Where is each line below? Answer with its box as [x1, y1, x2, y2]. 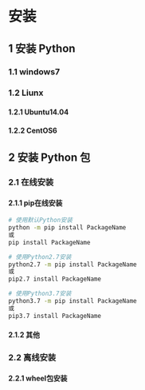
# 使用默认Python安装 [8, 217, 73, 225]
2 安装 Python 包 [8, 151, 91, 164]
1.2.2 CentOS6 [8, 125, 57, 135]
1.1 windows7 [8, 66, 61, 77]
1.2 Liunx [8, 87, 44, 98]
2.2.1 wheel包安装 [8, 373, 68, 383]
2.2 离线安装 [8, 352, 57, 364]
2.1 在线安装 [8, 177, 54, 188]
